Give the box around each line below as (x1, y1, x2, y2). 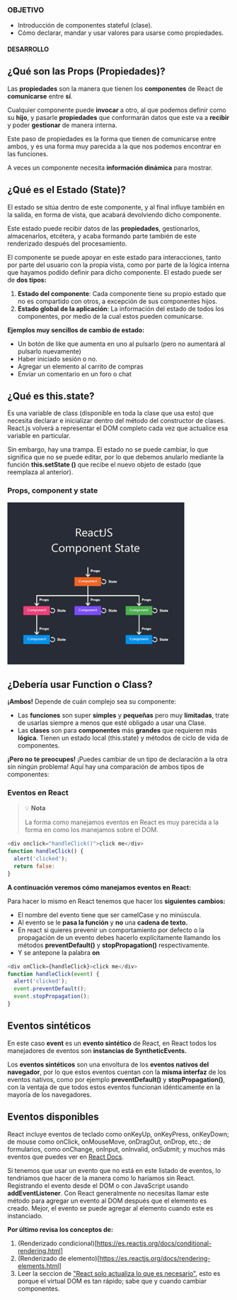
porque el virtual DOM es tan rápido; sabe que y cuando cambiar (17, 1277, 207, 1285)
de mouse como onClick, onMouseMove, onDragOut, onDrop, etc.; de (7, 1137, 211, 1146)
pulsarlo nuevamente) (17, 346, 81, 356)
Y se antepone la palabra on (17, 948, 100, 956)
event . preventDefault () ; (13, 985, 87, 993)
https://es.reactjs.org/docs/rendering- (99, 1254, 211, 1262)
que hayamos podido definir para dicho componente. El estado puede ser (7, 268, 222, 276)
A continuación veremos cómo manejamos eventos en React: (7, 883, 192, 892)
